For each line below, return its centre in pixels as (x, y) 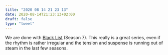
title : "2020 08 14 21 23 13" (37, 10)
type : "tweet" (20, 24)
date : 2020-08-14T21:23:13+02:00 (40, 14)
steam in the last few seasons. (37, 48)
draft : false (19, 19)
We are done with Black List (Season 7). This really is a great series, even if (83, 38)
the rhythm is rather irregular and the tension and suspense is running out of (84, 43)
